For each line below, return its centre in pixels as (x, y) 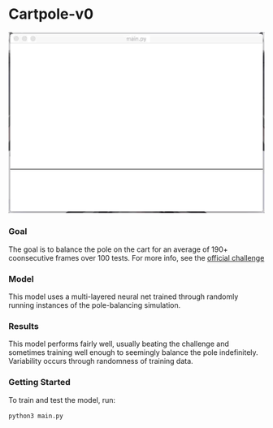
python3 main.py (36, 416)
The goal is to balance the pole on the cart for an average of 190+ (119, 249)
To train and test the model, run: (62, 400)
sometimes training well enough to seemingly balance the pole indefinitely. (133, 352)
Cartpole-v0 (51, 14)
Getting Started (39, 383)
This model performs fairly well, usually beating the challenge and (119, 344)
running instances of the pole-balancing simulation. (95, 305)
